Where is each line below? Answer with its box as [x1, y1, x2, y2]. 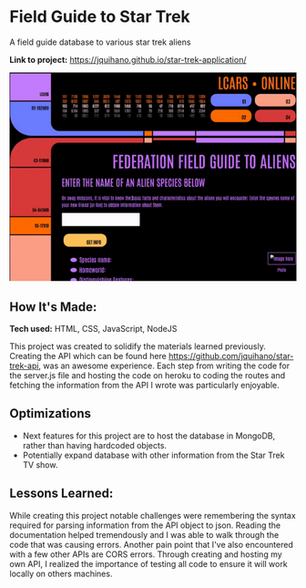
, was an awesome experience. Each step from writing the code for [38, 360, 291, 371]
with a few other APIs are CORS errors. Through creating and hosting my [9, 549, 282, 560]
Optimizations [9, 406, 91, 421]
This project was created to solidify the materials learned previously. [9, 340, 266, 352]
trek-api [9, 360, 39, 371]
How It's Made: [9, 299, 97, 315]
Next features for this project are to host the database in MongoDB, [22, 430, 276, 441]
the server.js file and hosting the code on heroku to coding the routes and [9, 369, 286, 380]
